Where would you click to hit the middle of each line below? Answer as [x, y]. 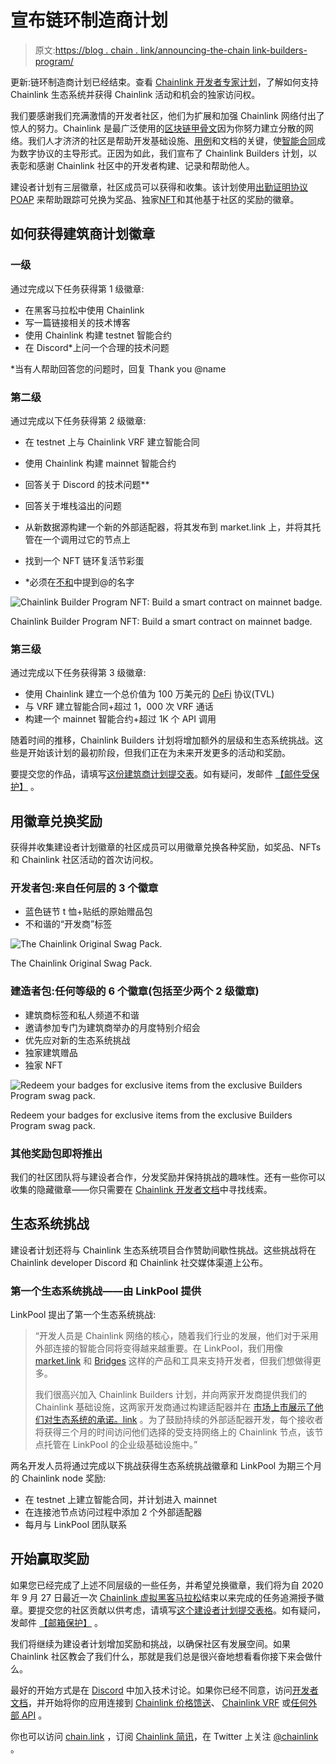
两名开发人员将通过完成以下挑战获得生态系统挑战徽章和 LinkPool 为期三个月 [166, 1466]
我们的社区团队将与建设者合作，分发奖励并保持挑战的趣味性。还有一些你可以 [168, 1177]
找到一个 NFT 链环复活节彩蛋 [84, 560]
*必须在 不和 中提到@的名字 [79, 582]
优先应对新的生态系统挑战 [77, 1040]
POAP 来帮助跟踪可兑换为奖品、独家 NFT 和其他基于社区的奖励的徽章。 [155, 199]
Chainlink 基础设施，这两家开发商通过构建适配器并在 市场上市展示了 [174, 1407]
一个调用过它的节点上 [86, 539]
